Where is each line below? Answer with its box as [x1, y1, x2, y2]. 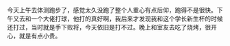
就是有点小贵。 [18, 32, 62, 40]
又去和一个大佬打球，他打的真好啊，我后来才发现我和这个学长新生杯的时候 [12, 14, 223, 23]
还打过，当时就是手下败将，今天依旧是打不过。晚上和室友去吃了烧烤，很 [7, 23, 211, 31]
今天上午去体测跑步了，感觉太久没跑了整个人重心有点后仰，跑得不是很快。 [7, 6, 217, 14]
